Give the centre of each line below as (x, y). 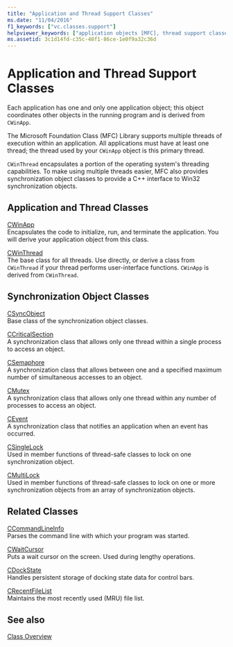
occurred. (21, 433)
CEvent (18, 419)
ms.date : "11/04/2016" (40, 20)
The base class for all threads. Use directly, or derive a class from (101, 260)
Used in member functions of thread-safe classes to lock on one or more (111, 482)
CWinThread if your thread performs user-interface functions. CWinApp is (108, 267)
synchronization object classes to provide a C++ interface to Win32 (104, 179)
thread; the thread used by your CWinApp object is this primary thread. (106, 150)
